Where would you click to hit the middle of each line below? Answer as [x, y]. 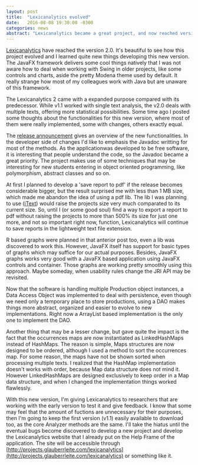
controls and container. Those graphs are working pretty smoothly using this [99, 265]
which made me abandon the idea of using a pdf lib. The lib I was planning [96, 197]
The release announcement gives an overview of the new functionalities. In [97, 136]
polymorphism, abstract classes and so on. [58, 173]
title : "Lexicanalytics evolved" [49, 17]
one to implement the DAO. [39, 320]
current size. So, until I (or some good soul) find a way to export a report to [97, 210]
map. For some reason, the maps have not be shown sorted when [86, 357]
